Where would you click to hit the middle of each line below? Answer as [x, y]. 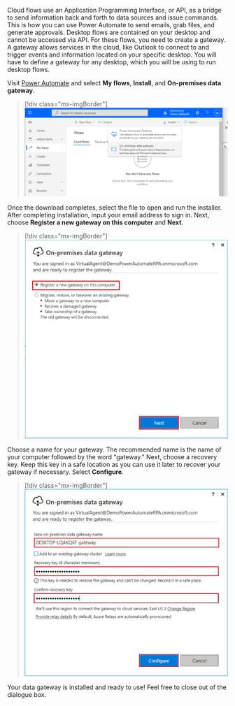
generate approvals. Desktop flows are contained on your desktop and [109, 32]
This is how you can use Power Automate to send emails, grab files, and [111, 25]
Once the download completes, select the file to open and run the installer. [115, 208]
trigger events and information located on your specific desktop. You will [112, 55]
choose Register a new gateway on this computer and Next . [95, 222]
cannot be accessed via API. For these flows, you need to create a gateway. [116, 40]
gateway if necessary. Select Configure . [65, 472]
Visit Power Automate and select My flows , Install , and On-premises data [114, 83]
